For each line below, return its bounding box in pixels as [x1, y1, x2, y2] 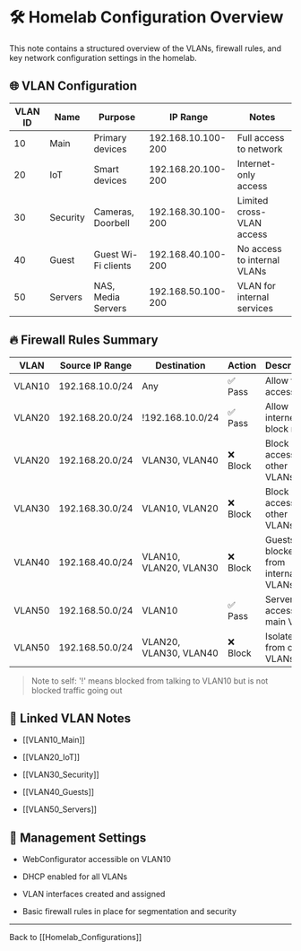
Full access [236, 131, 285, 144]
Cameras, [93, 205, 134, 218]
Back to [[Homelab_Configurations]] [9, 932, 142, 943]
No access [236, 242, 282, 255]
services [236, 301, 273, 314]
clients [103, 259, 132, 272]
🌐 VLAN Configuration [9, 78, 137, 94]
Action [228, 359, 257, 371]
